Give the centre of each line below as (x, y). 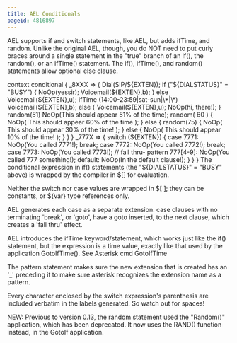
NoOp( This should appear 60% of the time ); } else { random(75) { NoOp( (115, 122)
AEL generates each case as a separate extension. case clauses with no (112, 209)
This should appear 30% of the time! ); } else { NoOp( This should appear (114, 129)
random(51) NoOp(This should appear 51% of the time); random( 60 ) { (110, 115)
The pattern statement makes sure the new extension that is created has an (117, 267)
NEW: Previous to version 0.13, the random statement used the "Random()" (116, 317)
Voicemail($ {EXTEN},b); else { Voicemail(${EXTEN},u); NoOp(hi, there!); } (114, 107)
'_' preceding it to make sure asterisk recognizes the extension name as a (114, 274)
